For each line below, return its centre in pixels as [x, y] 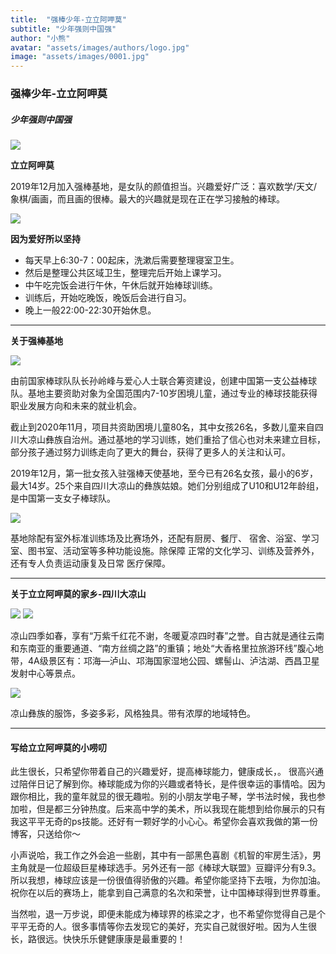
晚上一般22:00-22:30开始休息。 [90, 310]
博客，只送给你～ [45, 834]
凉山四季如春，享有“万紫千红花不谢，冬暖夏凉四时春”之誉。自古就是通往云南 [167, 636]
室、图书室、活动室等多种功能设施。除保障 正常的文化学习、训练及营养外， [165, 551]
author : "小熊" [40, 38]
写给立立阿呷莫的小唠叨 [58, 747]
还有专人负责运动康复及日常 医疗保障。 [90, 563]
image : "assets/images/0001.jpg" [80, 57]
